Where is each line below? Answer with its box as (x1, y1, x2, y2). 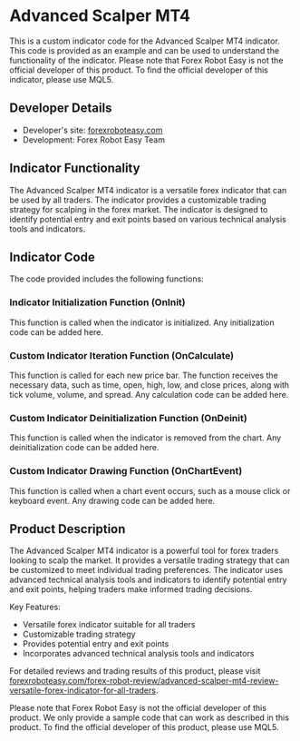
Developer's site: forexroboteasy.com (22, 124, 163, 135)
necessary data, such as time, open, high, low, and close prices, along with (9, 379, 290, 390)
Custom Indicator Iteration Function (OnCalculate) (9, 349, 235, 361)
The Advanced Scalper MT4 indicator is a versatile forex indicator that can (9, 184, 287, 195)
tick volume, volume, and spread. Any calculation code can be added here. (9, 389, 289, 400)
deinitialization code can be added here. (9, 442, 160, 453)
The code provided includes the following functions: (9, 273, 204, 284)
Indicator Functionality (9, 161, 140, 176)
